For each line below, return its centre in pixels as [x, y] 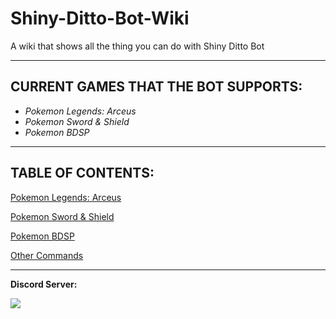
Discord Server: [44, 284]
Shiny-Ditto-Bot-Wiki [100, 18]
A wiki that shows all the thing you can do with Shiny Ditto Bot [137, 46]
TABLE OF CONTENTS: [82, 173]
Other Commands [47, 255]
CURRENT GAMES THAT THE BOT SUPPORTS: [156, 87]
